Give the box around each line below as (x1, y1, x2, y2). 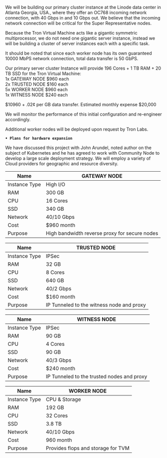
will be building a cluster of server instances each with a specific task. (5, 41, 150, 47)
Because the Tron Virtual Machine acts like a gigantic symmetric (5, 30, 137, 36)
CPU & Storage (45, 396, 81, 402)
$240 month (45, 365, 75, 372)
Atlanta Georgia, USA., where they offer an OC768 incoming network (5, 10, 147, 16)
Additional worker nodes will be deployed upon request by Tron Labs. (5, 126, 148, 132)
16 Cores (45, 197, 68, 204)
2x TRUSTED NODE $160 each (5, 81, 68, 87)
